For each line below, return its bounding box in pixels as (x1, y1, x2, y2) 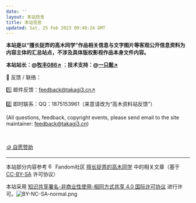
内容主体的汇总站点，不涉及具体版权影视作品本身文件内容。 (6, 49, 149, 56)
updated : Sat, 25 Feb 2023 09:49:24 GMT (6, 25, 106, 31)
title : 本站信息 (6, 19, 42, 25)
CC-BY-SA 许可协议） (6, 171, 59, 178)
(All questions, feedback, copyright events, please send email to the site (6, 114, 180, 121)
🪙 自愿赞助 (6, 144, 33, 151)
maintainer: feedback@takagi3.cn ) (6, 121, 89, 128)
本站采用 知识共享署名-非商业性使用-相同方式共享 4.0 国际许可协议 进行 (6, 183, 178, 190)
